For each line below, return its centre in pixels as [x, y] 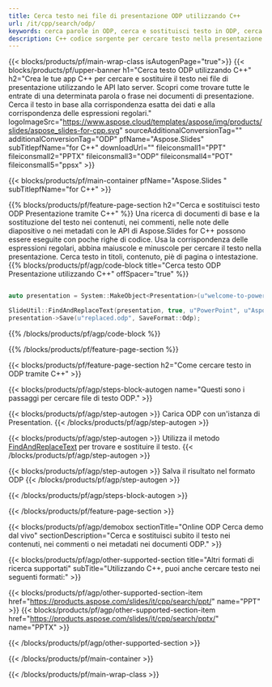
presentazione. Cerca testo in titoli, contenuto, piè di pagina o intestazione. [134, 257]
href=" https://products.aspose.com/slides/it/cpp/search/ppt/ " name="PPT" [134, 601]
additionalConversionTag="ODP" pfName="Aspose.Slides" [106, 140]
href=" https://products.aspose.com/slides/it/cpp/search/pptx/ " [114, 618]
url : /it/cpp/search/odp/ [52, 24]
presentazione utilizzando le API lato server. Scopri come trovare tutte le [129, 88]
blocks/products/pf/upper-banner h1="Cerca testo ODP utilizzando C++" [130, 71]
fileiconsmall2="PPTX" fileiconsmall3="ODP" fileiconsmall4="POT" [121, 157]
